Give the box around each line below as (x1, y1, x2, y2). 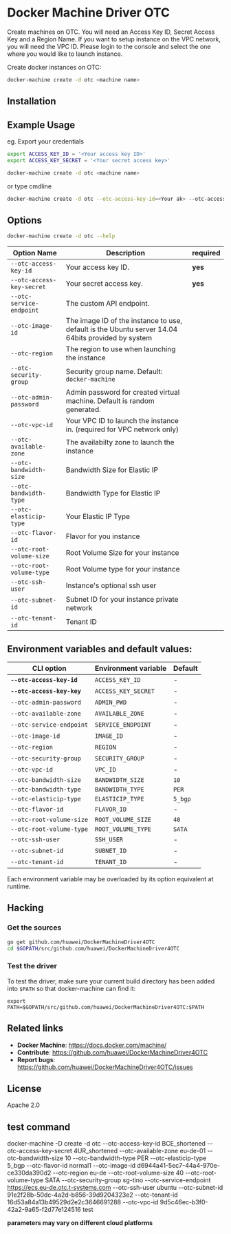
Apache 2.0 (7, 1101, 40, 1109)
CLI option (32, 664, 67, 674)
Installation (7, 95, 56, 108)
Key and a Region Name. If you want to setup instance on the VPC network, (7, 35, 221, 43)
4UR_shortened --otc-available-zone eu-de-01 (73, 1147, 206, 1155)
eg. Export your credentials (7, 137, 85, 146)
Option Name (12, 248, 57, 258)
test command (7, 1121, 71, 1133)
